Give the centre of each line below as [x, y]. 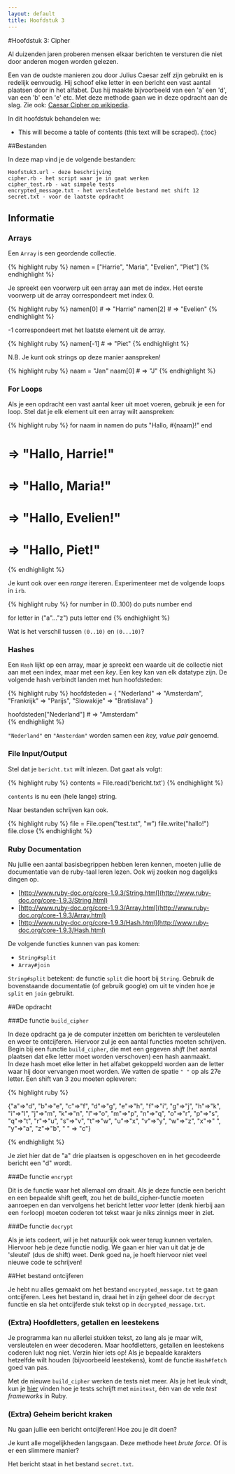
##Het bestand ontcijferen [46, 1275]
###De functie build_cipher [49, 1020]
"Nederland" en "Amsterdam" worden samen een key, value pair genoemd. [114, 736]
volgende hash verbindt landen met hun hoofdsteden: [85, 680]
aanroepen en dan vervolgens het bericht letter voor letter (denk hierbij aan [116, 1205]
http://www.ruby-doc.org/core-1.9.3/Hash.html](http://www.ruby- [115, 922]
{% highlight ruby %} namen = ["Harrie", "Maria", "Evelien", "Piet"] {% [109, 267]
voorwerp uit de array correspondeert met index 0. [81, 296]
